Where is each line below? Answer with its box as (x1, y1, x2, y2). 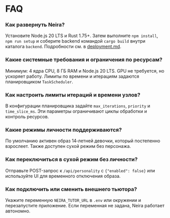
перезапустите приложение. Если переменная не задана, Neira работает (5, 202, 164, 208)
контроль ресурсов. (5, 114, 49, 120)
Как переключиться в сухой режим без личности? (5, 156, 138, 163)
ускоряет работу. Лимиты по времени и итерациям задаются (5, 73, 139, 79)
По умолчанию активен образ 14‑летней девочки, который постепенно (5, 138, 160, 144)
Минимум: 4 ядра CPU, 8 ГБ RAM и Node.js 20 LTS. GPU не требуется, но (5, 68, 164, 74)
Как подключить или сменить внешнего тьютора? (5, 185, 137, 193)
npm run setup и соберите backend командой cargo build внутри (5, 38, 146, 44)
